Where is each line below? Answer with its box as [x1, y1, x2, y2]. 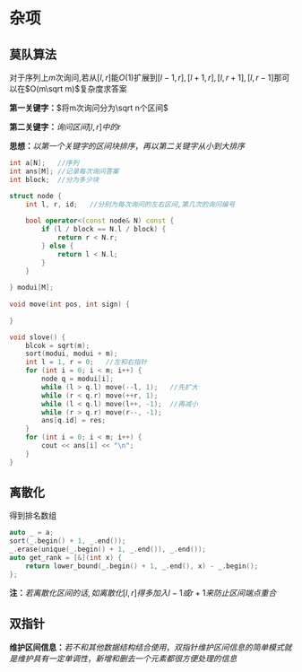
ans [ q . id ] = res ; [41, 416, 106, 425]
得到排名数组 [9, 511, 56, 521]
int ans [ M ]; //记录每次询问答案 [9, 167, 119, 176]
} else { [41, 241, 74, 250]
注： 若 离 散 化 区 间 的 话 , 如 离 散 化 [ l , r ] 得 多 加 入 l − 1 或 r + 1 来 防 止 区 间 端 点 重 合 [9, 587, 277, 598]
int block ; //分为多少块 [9, 175, 99, 184]
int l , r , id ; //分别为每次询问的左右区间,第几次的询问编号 [25, 199, 236, 209]
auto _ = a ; [9, 528, 54, 537]
